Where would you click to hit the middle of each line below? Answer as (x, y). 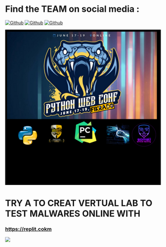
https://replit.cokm (28, 229)
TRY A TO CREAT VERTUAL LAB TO (79, 203)
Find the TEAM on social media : (72, 9)
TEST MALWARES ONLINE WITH (73, 214)
